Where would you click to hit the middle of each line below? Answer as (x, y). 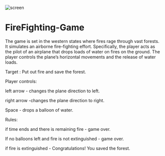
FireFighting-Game (45, 28)
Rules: (12, 119)
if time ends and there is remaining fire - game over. (58, 129)
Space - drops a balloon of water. (39, 110)
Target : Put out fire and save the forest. (46, 72)
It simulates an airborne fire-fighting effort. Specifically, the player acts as (80, 46)
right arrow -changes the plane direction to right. (55, 100)
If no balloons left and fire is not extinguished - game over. (65, 139)
